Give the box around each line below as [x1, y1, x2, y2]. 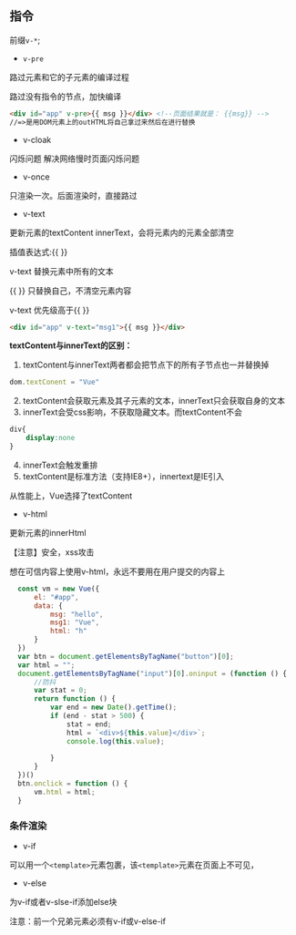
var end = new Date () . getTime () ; [49, 703, 178, 713]
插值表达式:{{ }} [9, 246, 68, 257]
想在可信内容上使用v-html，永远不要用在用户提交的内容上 [9, 566, 226, 577]
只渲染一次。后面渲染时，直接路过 [9, 190, 138, 200]
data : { [33, 601, 64, 611]
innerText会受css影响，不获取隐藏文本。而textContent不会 [22, 406, 243, 417]
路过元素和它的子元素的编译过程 [9, 71, 129, 82]
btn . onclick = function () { [17, 779, 128, 788]
